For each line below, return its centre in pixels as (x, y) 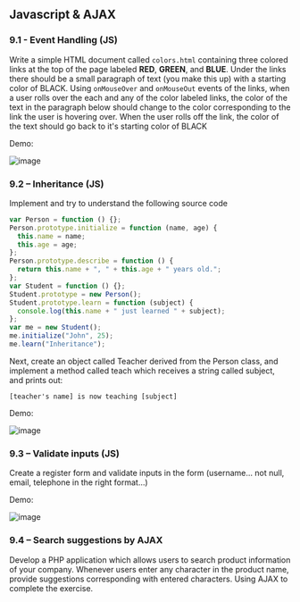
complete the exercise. (51, 588)
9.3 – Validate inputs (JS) (65, 453)
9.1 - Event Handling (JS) (63, 40)
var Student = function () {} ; (67, 286)
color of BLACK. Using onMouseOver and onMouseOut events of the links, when (150, 88)
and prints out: (36, 380)
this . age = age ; (47, 245)
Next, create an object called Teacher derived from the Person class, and (144, 361)
